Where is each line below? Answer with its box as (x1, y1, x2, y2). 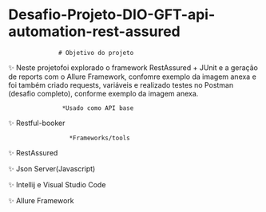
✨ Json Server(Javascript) (8, 163, 96, 173)
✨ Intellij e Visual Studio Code (8, 179, 106, 189)
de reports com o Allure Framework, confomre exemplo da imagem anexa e (8, 72, 257, 81)
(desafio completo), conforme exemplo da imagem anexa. (8, 88, 199, 98)
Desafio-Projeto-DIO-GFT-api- (8, 6, 216, 24)
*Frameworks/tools (69, 134, 130, 142)
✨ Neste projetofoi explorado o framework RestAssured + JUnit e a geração (8, 62, 258, 73)
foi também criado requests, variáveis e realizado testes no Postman (8, 80, 234, 89)
